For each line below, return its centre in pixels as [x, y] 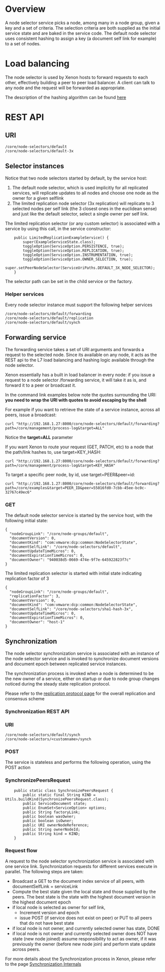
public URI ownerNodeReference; [56, 825]
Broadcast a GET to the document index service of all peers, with [78, 881]
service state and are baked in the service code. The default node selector [81, 33]
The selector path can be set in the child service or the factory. [69, 281]
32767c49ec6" [18, 492]
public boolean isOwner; [48, 821]
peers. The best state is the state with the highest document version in [84, 897]
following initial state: [27, 521]
